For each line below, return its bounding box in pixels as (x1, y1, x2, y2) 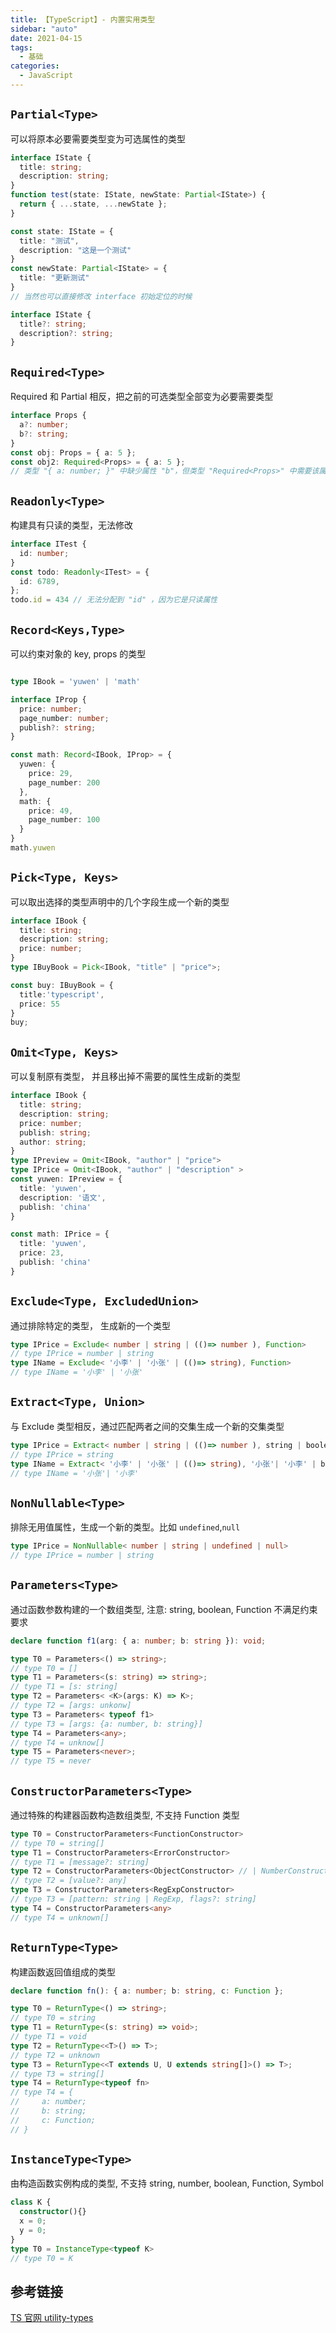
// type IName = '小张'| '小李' (10, 1468, 140, 1478)
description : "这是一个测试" (19, 245, 132, 255)
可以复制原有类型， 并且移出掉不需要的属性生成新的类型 (10, 1071, 241, 1083)
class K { (10, 2197, 52, 2208)
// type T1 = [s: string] (10, 1682, 118, 1692)
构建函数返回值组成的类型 (10, 1966, 116, 1978)
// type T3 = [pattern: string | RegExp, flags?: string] (10, 1894, 257, 1905)
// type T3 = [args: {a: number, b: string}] (10, 1719, 203, 1729)
